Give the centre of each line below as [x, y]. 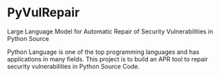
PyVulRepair [44, 13]
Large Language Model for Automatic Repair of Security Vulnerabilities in [110, 31]
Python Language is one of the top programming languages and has [103, 52]
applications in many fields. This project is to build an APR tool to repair [108, 59]
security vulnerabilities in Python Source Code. [73, 66]
